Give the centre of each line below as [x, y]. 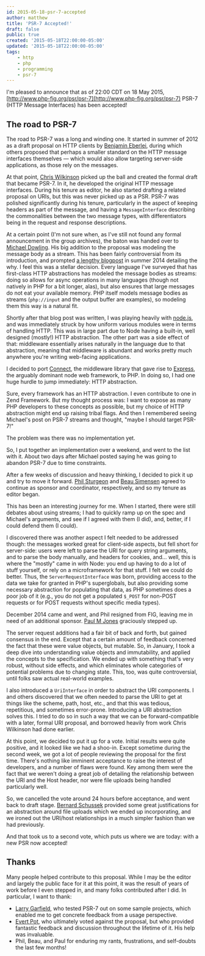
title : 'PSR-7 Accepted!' [39, 23]
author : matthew [27, 18]
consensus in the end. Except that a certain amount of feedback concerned [101, 639]
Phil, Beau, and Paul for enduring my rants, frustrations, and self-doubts [106, 941]
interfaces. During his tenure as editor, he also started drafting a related [96, 190]
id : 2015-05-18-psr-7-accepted [46, 12]
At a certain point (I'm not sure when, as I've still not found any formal [94, 235]
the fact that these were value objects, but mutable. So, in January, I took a [101, 646]
